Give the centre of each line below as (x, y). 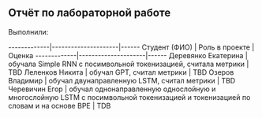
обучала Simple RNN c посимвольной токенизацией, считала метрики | (129, 64)
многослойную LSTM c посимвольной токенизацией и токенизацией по (129, 97)
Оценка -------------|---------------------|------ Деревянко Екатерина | (128, 55)
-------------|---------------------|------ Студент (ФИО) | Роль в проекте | (131, 47)
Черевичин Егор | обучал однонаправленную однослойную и (112, 89)
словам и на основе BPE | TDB (60, 105)
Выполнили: (28, 31)
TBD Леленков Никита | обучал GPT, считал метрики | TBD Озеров (121, 72)
